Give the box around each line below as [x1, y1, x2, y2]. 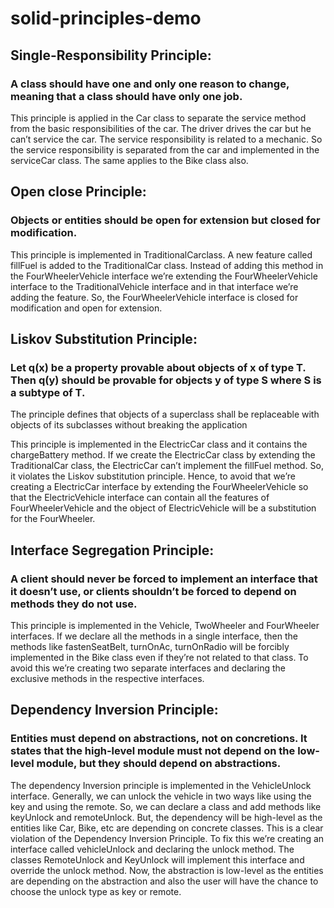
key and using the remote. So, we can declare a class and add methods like [10, 800, 322, 812]
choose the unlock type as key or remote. [10, 885, 182, 897]
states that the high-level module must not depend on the [10, 744, 296, 758]
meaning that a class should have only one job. [10, 89, 243, 103]
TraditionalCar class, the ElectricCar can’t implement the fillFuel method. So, [10, 460, 324, 472]
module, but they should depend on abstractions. [36, 757, 282, 771]
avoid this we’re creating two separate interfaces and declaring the [10, 662, 287, 674]
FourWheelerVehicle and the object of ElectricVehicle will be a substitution [10, 502, 317, 514]
